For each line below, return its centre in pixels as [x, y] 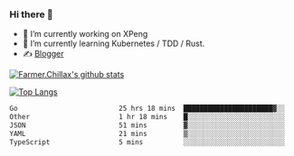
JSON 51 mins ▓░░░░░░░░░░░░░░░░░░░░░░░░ [147, 125]
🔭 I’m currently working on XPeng [85, 34]
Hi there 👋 [32, 14]
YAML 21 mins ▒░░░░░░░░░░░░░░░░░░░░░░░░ [147, 133]
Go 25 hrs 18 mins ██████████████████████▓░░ [147, 109]
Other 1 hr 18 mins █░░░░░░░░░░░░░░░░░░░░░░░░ [147, 117]
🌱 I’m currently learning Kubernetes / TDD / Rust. [114, 43]
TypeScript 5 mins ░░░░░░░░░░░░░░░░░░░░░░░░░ [147, 142]
